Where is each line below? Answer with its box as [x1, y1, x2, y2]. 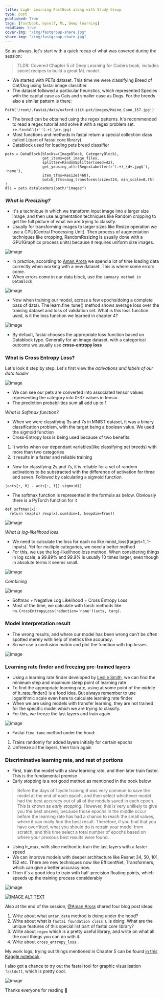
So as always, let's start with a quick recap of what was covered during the [5, 47, 157, 54]
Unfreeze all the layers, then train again [12, 745, 92, 750]
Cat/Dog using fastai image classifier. [12, 82, 88, 88]
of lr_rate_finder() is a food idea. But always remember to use [12, 690, 136, 696]
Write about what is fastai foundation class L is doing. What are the [12, 918, 153, 924]
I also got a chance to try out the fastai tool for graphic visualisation [5, 963, 141, 969]
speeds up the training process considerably [12, 875, 103, 881]
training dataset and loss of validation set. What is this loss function [12, 308, 149, 314]
